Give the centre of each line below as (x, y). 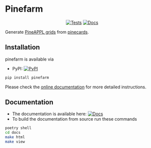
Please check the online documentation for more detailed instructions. (76, 87)
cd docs (13, 133)
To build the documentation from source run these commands (75, 119)
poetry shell (18, 128)
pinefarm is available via (29, 59)
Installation (22, 47)
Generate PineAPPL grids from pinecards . (47, 32)
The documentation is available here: (49, 114)
